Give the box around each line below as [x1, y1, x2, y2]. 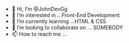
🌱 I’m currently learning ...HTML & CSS [11, 18, 107, 24]
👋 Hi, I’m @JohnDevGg [11, 6, 68, 12]
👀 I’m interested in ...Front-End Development [11, 12, 120, 19]
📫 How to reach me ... [11, 31, 67, 37]
